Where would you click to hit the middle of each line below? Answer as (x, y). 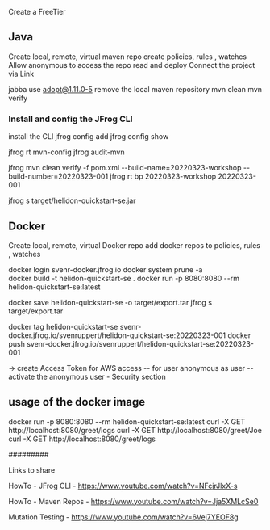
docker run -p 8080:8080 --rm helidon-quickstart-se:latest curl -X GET (127, 421)
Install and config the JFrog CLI (71, 119)
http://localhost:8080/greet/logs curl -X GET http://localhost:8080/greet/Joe (135, 430)
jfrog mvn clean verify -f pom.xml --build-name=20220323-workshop (125, 168)
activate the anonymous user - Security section (87, 376)
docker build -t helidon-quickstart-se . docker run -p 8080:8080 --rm (124, 278)
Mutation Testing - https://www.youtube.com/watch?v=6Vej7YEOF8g (124, 517)
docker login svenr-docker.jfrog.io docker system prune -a (106, 269)
